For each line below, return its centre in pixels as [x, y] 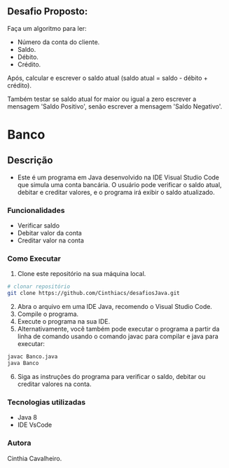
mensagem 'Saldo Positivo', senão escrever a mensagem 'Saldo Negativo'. [115, 106]
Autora [19, 443]
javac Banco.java [33, 357]
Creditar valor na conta [50, 240]
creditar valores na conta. [54, 384]
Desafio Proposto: [48, 12]
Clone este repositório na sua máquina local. [82, 274]
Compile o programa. [48, 314]
